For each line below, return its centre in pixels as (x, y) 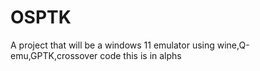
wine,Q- (233, 45)
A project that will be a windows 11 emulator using (112, 45)
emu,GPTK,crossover (54, 55)
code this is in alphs (140, 55)
